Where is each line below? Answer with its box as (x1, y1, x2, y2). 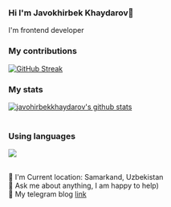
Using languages (8, 130, 76, 141)
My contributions (8, 46, 78, 57)
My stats (8, 83, 43, 95)
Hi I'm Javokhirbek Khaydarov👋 (8, 7, 134, 18)
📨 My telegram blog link (8, 189, 87, 199)
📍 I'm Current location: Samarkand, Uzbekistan (8, 172, 164, 182)
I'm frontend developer (8, 26, 84, 35)
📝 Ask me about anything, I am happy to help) (8, 181, 159, 191)
